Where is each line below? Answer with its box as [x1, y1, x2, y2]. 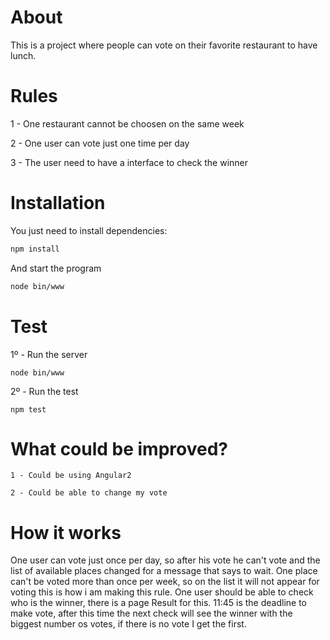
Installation [10, 192, 106, 215]
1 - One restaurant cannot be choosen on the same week [10, 117, 245, 130]
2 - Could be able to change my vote [10, 488, 168, 498]
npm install [10, 244, 60, 254]
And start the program [10, 262, 102, 274]
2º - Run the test [10, 385, 79, 397]
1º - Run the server [10, 348, 88, 360]
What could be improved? [10, 437, 228, 460]
